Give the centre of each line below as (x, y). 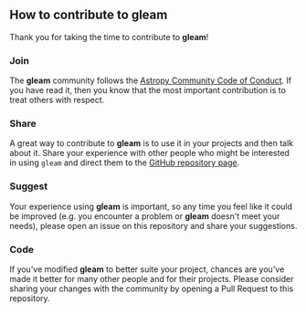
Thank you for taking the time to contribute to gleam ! (109, 37)
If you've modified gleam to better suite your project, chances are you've (147, 269)
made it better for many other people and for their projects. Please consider (152, 279)
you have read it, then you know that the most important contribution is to (148, 90)
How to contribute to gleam (89, 15)
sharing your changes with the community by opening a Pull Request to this (152, 288)
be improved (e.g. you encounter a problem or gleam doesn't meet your (145, 216)
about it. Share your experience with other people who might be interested (150, 153)
